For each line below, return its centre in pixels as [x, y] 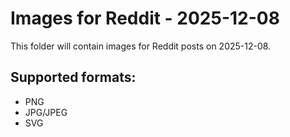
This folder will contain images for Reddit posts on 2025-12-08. [141, 46]
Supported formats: [73, 77]
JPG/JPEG [46, 112]
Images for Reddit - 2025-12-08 [145, 18]
